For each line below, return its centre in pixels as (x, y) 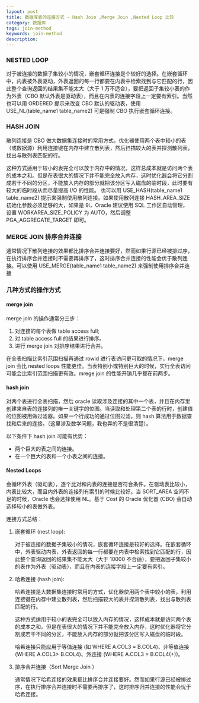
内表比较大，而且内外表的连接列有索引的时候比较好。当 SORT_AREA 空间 (95, 491)
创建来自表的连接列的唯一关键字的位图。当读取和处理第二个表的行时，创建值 (99, 409)
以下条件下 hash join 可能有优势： (47, 436)
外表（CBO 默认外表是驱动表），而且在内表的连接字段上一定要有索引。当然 (102, 96)
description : (22, 39)
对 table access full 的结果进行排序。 (60, 339)
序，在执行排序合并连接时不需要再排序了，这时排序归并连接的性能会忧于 (103, 687)
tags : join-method (29, 28)
